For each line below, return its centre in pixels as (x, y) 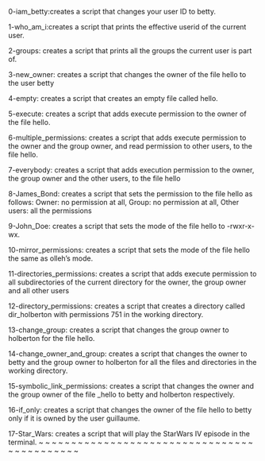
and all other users (39, 291)
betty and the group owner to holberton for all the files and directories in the (132, 362)
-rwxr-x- (241, 226)
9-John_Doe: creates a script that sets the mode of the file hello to (117, 226)
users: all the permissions (50, 211)
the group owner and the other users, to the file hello (94, 178)
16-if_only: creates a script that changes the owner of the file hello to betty (130, 410)
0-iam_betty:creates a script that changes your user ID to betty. (112, 12)
